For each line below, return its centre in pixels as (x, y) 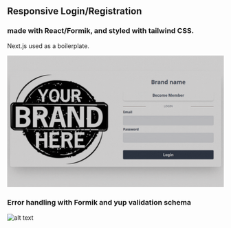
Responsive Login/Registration (75, 11)
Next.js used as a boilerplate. (48, 46)
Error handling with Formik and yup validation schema (99, 203)
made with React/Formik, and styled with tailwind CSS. (101, 31)
